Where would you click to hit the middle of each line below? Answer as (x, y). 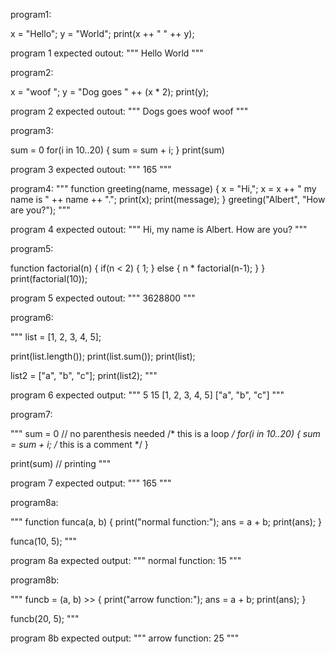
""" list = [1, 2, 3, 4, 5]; (56, 337)
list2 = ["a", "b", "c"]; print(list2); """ (84, 375)
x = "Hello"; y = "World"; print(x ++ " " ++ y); (102, 33)
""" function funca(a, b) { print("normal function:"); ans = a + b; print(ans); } (166, 522)
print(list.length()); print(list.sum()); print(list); (103, 356)
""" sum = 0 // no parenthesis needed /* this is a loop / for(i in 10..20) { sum (165, 433)
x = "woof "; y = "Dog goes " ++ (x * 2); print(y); (110, 92)
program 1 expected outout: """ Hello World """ (107, 53)
